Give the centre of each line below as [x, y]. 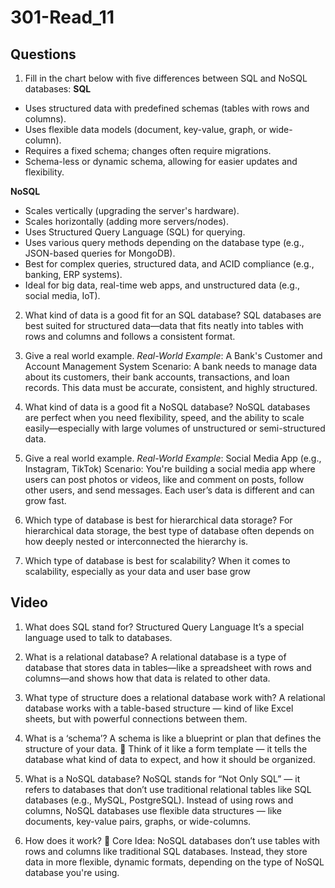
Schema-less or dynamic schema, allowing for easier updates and [161, 161]
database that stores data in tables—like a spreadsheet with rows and [168, 667]
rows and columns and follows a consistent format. [130, 336]
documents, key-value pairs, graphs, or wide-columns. [138, 821]
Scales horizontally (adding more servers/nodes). [127, 221]
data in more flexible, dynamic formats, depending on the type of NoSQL [174, 862]
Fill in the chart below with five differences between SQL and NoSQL [166, 78]
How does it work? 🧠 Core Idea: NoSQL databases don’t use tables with [172, 840]
